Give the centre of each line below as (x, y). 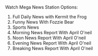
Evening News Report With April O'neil (52, 43)
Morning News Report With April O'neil (52, 32)
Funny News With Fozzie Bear (43, 22)
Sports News (26, 27)
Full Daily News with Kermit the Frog (49, 17)
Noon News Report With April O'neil (49, 38)
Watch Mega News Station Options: (42, 7)
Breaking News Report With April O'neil (52, 48)
